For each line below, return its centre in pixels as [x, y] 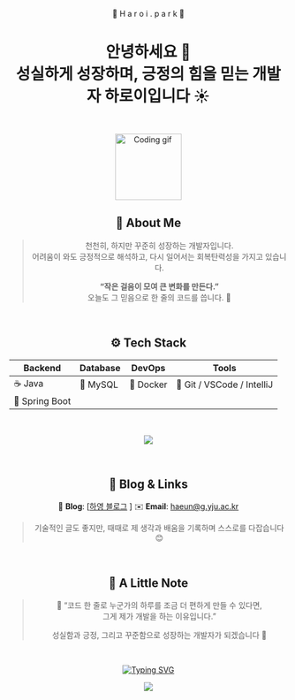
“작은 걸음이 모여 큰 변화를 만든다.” [159, 286]
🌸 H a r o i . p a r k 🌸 [148, 14]
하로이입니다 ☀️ [157, 96]
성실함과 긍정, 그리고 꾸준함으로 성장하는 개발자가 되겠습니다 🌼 [159, 635]
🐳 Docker [148, 384]
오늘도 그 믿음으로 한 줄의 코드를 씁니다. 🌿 [159, 297]
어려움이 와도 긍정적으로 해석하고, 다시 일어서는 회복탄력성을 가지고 [147, 256]
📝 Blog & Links [148, 484]
